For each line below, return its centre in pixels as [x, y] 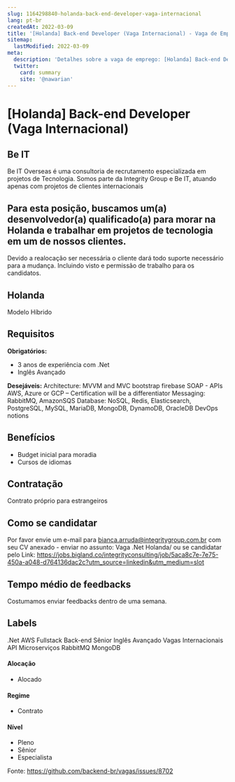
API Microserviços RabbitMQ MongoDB [64, 647]
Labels [22, 623]
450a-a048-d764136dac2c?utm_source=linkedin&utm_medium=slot [106, 562]
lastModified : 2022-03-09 [51, 46]
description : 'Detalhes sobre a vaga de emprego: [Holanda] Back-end [117, 60]
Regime [19, 695]
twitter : [26, 66]
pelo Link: [21, 555]
